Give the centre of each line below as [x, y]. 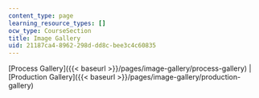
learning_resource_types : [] [57, 23]
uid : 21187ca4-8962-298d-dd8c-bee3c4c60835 [82, 46]
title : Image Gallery [45, 38]
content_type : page [41, 16]
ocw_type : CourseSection [50, 31]
